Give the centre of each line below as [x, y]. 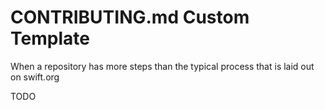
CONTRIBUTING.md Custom [130, 17]
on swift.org [35, 77]
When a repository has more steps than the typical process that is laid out [162, 66]
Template [50, 38]
